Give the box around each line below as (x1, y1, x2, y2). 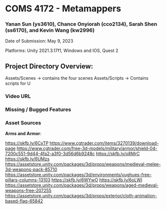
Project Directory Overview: (5, 62, 93, 70)
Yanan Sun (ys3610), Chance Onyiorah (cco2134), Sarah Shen (5, 21, 158, 28)
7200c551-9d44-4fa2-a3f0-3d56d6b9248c (5, 151, 95, 157)
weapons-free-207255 (5, 188, 52, 194)
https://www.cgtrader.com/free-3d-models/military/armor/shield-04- (16, 146, 158, 152)
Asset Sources (5, 119, 41, 126)
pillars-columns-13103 (5, 177, 51, 183)
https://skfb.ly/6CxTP (5, 140, 49, 146)
